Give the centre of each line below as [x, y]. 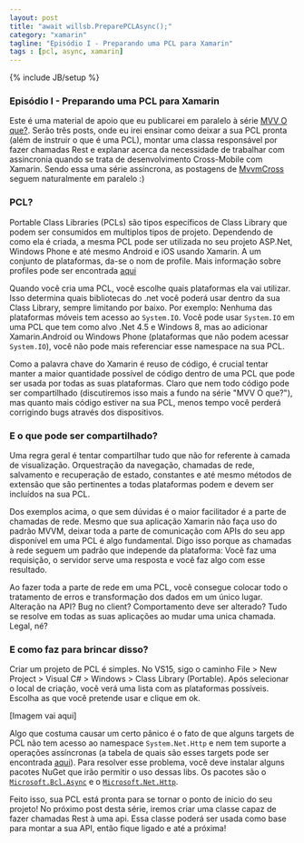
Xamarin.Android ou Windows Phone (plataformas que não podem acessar [149, 336]
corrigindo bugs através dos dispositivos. [87, 412]
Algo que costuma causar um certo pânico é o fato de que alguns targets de [152, 734]
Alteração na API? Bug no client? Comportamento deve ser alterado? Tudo [148, 607]
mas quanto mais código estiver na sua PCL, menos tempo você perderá [145, 402]
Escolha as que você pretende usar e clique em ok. [105, 698]
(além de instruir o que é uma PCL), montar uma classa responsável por [144, 140]
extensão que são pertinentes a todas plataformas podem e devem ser [142, 485]
